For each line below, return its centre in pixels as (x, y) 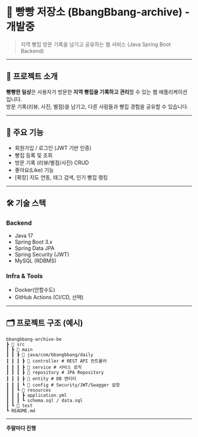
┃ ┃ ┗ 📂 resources (29, 390)
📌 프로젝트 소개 (32, 76)
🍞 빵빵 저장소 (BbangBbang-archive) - (98, 12)
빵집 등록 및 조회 (34, 155)
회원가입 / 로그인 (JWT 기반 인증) (53, 147)
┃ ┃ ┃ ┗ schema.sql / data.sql (44, 401)
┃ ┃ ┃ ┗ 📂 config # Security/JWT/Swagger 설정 (63, 385)
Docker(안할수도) (35, 290)
